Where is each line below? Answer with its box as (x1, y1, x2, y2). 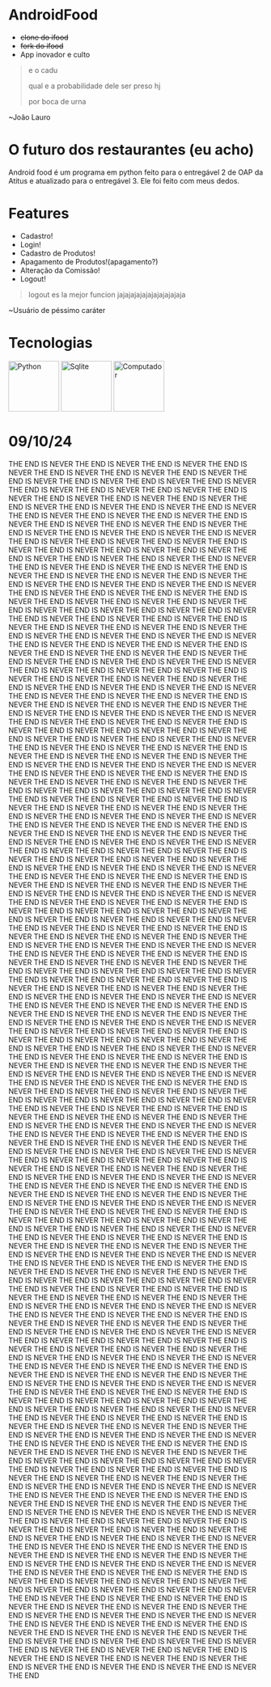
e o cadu (28, 65, 58, 74)
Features (8, 205, 70, 223)
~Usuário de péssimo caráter (8, 305, 106, 315)
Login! (19, 239, 42, 249)
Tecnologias (8, 334, 93, 352)
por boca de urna (28, 96, 87, 106)
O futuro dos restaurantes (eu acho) (8, 141, 255, 159)
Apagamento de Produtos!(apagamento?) (19, 256, 159, 266)
